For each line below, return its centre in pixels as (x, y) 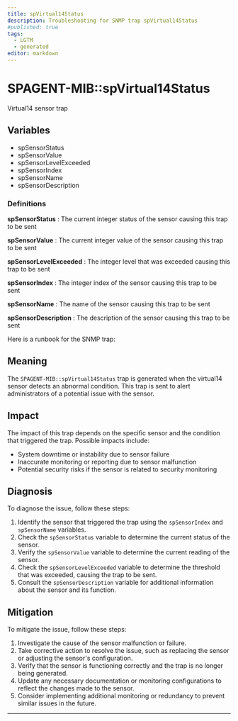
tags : (15, 34)
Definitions (27, 203)
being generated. (43, 674)
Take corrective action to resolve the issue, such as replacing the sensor (123, 651)
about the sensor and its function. (67, 590)
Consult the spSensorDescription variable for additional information (115, 583)
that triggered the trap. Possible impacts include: (79, 440)
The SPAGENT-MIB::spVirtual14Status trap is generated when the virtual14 (115, 378)
